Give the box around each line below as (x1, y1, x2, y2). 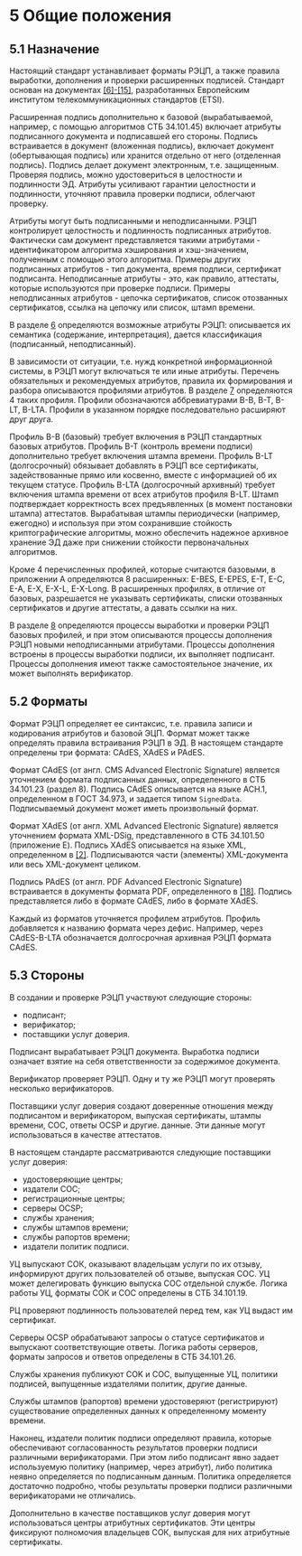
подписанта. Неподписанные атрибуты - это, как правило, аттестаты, (9, 273, 279, 284)
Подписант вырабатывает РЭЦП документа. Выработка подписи (9, 1045, 260, 1057)
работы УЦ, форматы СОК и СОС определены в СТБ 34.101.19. (9, 1287, 248, 1298)
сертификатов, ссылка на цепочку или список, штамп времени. (9, 302, 255, 313)
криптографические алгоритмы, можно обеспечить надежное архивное (9, 528, 289, 538)
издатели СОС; (22, 1183, 81, 1194)
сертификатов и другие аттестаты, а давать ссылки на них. (9, 603, 238, 613)
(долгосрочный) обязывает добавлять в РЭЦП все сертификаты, (9, 460, 259, 471)
